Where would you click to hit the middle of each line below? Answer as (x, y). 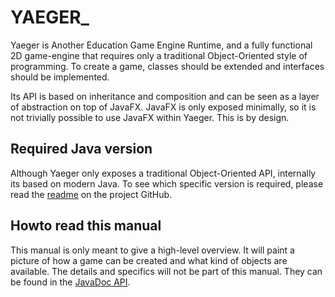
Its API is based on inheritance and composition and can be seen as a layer (165, 96)
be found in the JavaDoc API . (70, 282)
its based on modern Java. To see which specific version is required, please (167, 183)
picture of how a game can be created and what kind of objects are (149, 260)
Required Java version (81, 149)
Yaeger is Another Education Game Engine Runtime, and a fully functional (161, 45)
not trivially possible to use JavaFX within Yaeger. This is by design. (150, 117)
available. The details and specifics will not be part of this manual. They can (166, 271)
